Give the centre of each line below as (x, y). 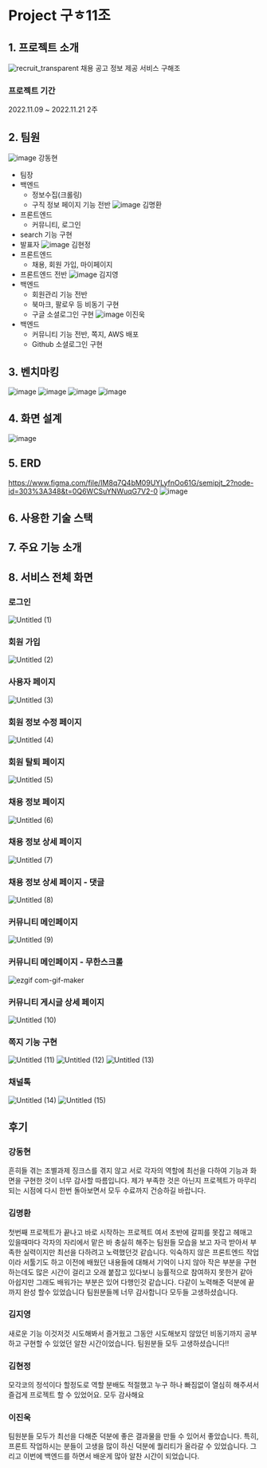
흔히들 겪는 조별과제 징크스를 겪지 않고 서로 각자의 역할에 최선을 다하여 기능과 (128, 1171)
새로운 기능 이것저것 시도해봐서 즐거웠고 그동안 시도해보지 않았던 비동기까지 (126, 1333)
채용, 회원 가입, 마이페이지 (72, 265)
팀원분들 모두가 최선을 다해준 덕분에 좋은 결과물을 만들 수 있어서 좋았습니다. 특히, (133, 1436)
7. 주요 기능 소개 (45, 547)
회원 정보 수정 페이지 (45, 722)
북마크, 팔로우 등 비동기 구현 (75, 305)
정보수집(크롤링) (57, 195)
